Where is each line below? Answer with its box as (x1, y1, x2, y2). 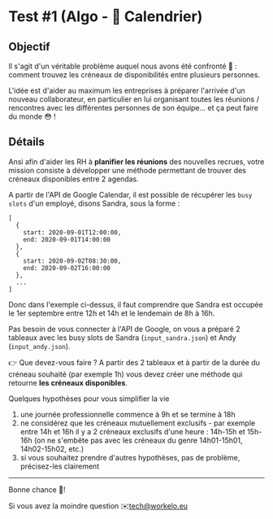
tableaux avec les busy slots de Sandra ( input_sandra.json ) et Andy (8, 333, 237, 342)
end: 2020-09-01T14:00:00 (23, 235, 111, 243)
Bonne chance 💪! (8, 484, 66, 495)
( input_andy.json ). (8, 341, 71, 351)
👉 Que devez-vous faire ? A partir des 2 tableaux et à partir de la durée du (8, 357, 260, 367)
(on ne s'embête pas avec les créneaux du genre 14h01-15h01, (33, 435, 243, 445)
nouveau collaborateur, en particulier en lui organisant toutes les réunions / (8, 94, 260, 104)
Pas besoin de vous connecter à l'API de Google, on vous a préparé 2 (8, 324, 241, 334)
